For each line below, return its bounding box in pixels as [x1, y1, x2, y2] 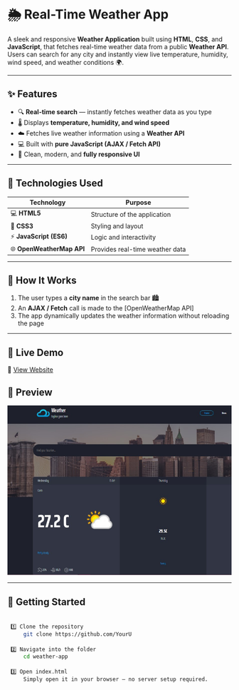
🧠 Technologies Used [7, 177, 103, 190]
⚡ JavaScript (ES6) [10, 232, 68, 240]
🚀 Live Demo [7, 346, 64, 358]
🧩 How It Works [7, 274, 77, 286]
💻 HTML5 [10, 209, 41, 218]
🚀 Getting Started [7, 596, 86, 608]
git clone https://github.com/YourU [23, 630, 132, 638]
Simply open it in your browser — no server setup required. [23, 676, 208, 683]
